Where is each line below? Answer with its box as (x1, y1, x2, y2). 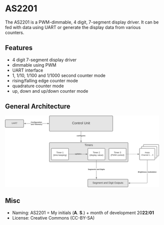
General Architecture (5, 102, 71, 111)
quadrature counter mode (12, 83, 64, 89)
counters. (5, 29, 24, 35)
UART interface (12, 67, 43, 73)
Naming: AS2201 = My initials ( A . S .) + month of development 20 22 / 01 (12, 209, 154, 216)
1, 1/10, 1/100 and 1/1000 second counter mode (12, 72, 106, 78)
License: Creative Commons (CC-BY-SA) (12, 215, 95, 221)
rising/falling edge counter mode (12, 77, 78, 83)
